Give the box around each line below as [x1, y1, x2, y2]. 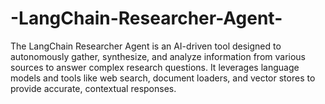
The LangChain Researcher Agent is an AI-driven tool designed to [10, 40, 282, 52]
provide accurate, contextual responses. [10, 82, 177, 94]
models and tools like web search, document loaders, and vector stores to [10, 72, 316, 84]
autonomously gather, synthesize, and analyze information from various [10, 50, 307, 62]
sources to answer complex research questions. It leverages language [10, 61, 300, 73]
